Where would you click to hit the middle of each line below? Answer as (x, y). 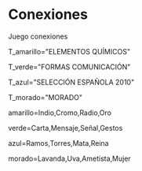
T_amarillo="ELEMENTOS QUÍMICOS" (69, 51)
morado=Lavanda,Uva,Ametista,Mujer (69, 158)
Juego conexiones (38, 36)
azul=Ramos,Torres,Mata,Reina (58, 143)
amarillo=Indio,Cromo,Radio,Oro (60, 113)
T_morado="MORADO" (45, 97)
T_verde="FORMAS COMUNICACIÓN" (69, 67)
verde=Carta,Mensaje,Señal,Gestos (66, 128)
